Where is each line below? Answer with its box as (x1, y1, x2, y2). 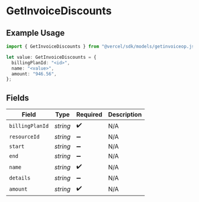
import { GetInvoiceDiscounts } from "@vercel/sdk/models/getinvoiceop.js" (6, 43, 197, 49)
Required (76, 111, 102, 119)
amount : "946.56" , (11, 71, 57, 77)
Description (108, 111, 142, 119)
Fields (6, 93, 30, 103)
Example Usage (6, 28, 65, 38)
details (9, 175, 31, 182)
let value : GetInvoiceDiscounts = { (6, 54, 97, 60)
